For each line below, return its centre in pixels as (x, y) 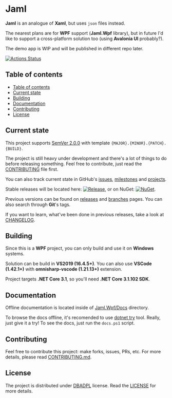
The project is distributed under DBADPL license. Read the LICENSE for (81, 385)
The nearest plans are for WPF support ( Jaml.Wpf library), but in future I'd (84, 33)
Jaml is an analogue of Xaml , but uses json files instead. (65, 23)
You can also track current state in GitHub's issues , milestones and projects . (86, 179)
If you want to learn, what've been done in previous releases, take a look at (85, 214)
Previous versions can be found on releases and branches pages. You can (84, 199)
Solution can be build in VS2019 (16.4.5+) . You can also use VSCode (79, 264)
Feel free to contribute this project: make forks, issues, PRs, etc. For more (83, 352)
